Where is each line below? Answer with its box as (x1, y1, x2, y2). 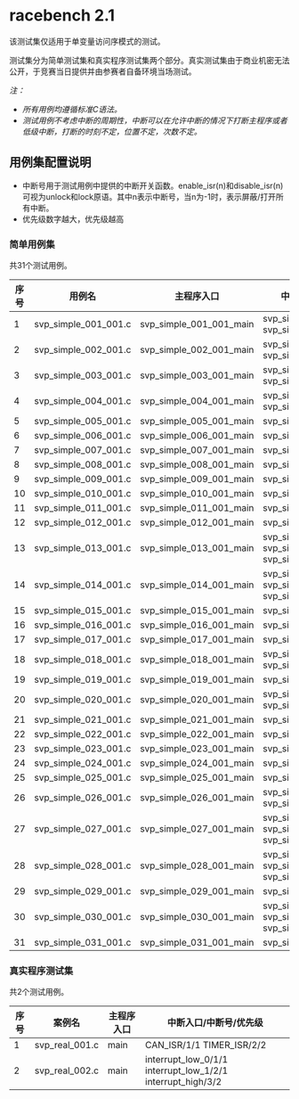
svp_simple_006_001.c (34, 430, 132, 442)
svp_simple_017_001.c (34, 634, 132, 646)
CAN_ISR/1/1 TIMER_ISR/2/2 (145, 1039, 267, 1052)
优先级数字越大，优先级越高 (21, 213, 125, 224)
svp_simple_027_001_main (139, 823, 255, 835)
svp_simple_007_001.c (34, 444, 132, 456)
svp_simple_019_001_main (139, 674, 255, 686)
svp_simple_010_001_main (139, 488, 255, 500)
